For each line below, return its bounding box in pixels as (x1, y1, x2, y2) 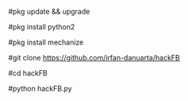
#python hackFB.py (8, 84, 73, 93)
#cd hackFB (8, 68, 48, 78)
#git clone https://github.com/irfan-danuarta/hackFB (8, 53, 181, 62)
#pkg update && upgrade (8, 7, 90, 16)
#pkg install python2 (8, 22, 75, 31)
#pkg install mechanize (8, 37, 84, 47)
